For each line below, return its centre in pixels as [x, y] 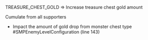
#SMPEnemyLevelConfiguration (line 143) [56, 32]
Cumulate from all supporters [36, 17]
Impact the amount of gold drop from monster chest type [72, 26]
